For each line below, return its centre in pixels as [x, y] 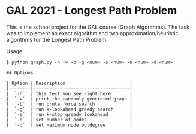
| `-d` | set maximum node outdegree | [70, 125]
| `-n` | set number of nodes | [70, 120]
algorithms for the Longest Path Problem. [57, 39]
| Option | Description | [70, 83]
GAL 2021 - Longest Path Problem [92, 10]
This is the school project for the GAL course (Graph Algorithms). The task [98, 27]
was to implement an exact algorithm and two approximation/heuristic [92, 33]
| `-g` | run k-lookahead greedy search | [70, 109]
